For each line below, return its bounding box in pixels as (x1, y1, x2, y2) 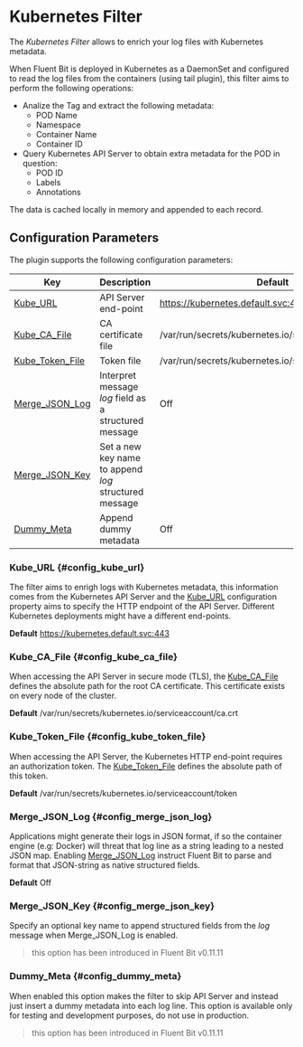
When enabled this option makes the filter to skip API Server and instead (9, 990, 279, 1001)
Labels (35, 176, 61, 187)
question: (22, 157, 58, 168)
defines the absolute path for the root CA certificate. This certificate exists (9, 681, 286, 692)
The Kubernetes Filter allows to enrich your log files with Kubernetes (9, 36, 264, 47)
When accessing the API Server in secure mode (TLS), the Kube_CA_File (9, 671, 279, 682)
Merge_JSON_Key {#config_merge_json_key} (9, 900, 215, 912)
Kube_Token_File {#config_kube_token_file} (9, 731, 207, 743)
